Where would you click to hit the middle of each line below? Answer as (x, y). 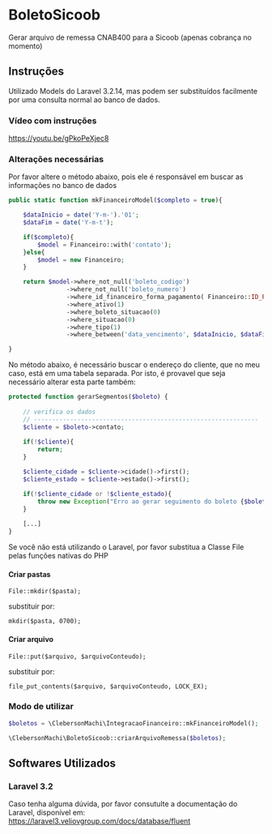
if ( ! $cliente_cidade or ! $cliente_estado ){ (98, 494)
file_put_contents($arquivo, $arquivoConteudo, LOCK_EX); (108, 686)
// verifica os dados (59, 412)
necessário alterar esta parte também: (72, 382)
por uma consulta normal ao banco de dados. (84, 100)
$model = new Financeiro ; (81, 260)
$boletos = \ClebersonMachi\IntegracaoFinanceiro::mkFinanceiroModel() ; (134, 723)
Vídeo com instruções (53, 121)
